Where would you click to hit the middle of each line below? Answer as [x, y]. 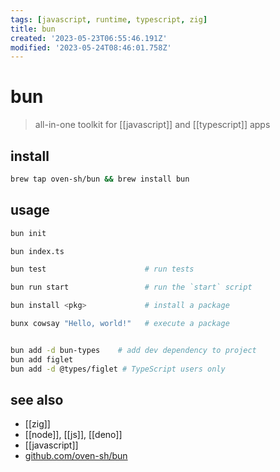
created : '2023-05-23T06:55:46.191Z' [89, 38]
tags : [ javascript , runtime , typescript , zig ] [109, 19]
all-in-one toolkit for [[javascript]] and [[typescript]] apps [152, 125]
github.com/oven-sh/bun [76, 456]
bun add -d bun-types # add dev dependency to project [133, 350]
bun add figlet [42, 359]
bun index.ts [37, 251]
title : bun [33, 29]
